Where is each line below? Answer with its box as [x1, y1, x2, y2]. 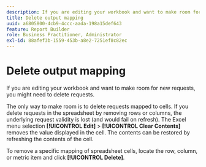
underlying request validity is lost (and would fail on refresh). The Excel [6, 115, 186, 123]
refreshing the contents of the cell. [6, 135, 94, 142]
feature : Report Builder [6, 26, 70, 33]
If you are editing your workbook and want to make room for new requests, [6, 84, 196, 91]
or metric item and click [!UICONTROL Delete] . [6, 153, 125, 161]
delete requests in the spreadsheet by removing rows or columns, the [6, 109, 182, 117]
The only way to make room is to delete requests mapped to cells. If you [6, 103, 189, 110]
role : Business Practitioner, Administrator [6, 32, 122, 38]
